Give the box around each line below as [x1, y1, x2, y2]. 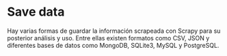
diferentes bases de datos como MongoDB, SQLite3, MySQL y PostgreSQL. [7, 41, 219, 49]
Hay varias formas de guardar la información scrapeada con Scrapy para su [7, 27, 221, 35]
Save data [7, 4, 65, 20]
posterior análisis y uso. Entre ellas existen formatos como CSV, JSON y [7, 33, 210, 42]
